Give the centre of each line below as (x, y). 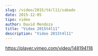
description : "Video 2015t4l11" (39, 34)
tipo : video (18, 19)
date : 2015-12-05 (23, 15)
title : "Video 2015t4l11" (32, 29)
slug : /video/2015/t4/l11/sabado (40, 10)
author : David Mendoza (29, 24)
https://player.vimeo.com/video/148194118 (49, 48)
